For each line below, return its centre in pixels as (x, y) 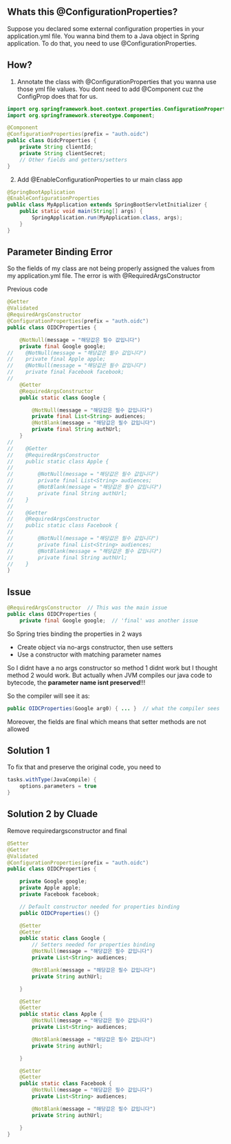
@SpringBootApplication (41, 192)
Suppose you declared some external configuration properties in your (106, 28)
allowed (18, 729)
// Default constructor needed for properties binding (100, 907)
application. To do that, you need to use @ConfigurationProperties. (102, 43)
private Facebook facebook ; (59, 894)
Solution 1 (29, 751)
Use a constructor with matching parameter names (89, 654)
